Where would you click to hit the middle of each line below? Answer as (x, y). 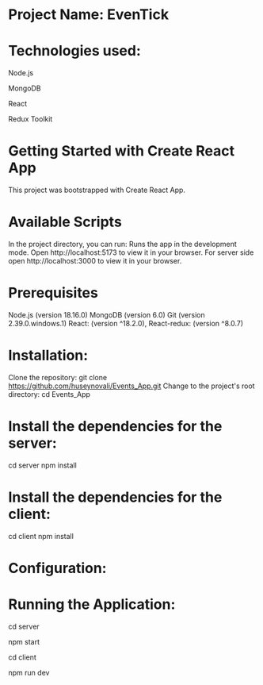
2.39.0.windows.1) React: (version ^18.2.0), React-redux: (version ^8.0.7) (126, 323)
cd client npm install (41, 536)
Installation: (48, 356)
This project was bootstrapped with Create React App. (97, 190)
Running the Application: (92, 604)
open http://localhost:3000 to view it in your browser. (95, 261)
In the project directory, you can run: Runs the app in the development (123, 244)
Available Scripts (65, 222)
